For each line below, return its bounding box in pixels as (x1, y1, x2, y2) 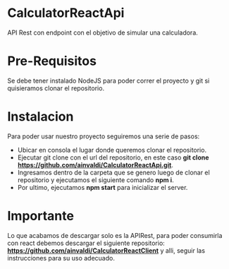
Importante (7, 208, 74, 224)
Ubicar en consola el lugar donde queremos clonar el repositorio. (17, 145, 206, 154)
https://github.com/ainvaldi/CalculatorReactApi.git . (17, 160, 174, 169)
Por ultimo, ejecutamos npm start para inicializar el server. (17, 183, 188, 191)
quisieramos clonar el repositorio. (7, 83, 104, 92)
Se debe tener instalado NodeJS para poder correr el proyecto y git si (7, 76, 210, 85)
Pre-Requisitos (7, 53, 97, 69)
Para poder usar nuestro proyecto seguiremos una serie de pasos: (7, 132, 200, 141)
